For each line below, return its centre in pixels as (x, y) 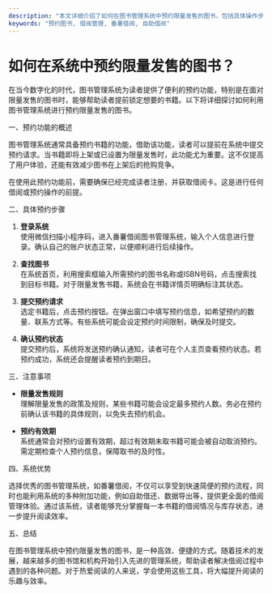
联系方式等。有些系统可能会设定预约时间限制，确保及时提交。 (137, 322)
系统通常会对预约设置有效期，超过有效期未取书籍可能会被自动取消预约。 (140, 442)
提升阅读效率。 (47, 516)
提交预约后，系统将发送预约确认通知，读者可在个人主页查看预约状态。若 (140, 349)
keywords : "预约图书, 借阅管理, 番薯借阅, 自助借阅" (89, 23)
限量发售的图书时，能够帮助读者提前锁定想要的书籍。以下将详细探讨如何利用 (136, 100)
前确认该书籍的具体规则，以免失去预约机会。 (95, 414)
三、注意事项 (30, 377)
